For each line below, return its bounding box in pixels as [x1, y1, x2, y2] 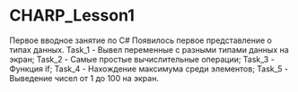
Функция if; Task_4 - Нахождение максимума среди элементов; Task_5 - [9, 63, 289, 74]
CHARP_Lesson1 [9, 5, 135, 26]
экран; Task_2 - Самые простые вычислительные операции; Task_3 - [9, 54, 276, 64]
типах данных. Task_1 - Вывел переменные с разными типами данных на [9, 44, 289, 54]
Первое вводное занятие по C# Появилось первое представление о [9, 35, 272, 46]
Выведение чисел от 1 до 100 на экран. [9, 72, 160, 83]
